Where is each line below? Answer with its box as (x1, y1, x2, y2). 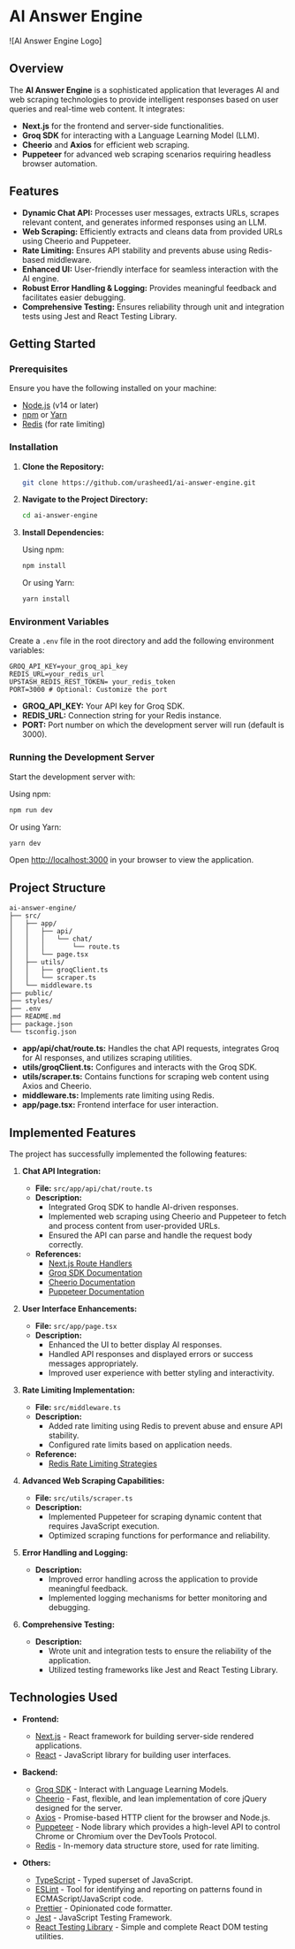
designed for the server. (34, 1802, 124, 1813)
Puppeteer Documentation (48, 1286, 145, 1297)
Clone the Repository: (21, 461, 104, 472)
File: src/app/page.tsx (34, 1321, 117, 1331)
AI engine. (21, 272, 60, 284)
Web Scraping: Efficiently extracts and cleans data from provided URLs (21, 226, 283, 236)
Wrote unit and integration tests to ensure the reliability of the (48, 1646, 272, 1656)
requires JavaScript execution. (48, 1521, 160, 1531)
